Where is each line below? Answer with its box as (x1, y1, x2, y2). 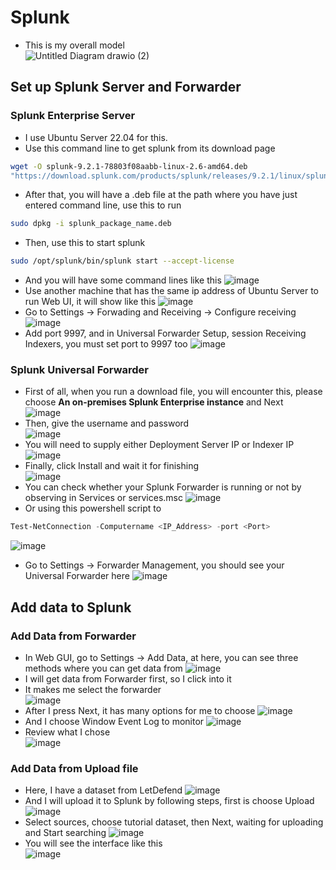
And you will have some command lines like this (24, 274, 222, 286)
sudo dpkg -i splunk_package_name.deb (10, 219, 172, 229)
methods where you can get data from (24, 662, 183, 674)
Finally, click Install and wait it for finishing (24, 460, 200, 472)
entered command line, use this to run (24, 199, 182, 211)
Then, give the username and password (24, 417, 190, 430)
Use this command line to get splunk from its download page (24, 142, 276, 154)
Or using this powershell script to (24, 502, 162, 515)
